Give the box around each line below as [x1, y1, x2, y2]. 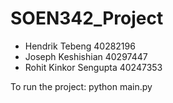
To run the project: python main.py [10, 80, 153, 92]
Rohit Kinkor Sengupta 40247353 [24, 61, 163, 73]
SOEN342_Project [10, 7, 164, 30]
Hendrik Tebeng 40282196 [24, 40, 136, 52]
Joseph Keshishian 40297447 [24, 50, 148, 62]
